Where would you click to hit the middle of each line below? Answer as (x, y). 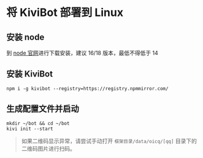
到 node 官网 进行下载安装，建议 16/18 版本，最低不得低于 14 (82, 53)
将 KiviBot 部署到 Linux (65, 13)
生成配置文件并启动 (43, 109)
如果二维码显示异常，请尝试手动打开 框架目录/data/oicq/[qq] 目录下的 (109, 141)
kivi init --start (30, 129)
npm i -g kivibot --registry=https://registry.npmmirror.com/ (87, 88)
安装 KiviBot (30, 74)
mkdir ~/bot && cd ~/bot (38, 123)
